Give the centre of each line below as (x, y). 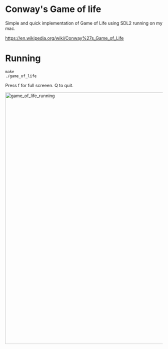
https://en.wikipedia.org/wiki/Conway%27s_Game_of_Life (64, 38)
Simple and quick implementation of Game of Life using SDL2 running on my (84, 23)
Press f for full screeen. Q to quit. (39, 85)
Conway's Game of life (53, 9)
